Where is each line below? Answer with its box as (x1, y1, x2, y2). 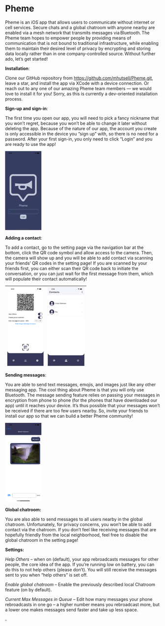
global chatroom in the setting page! (5, 537, 79, 543)
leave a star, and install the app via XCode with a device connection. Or (5, 80, 149, 86)
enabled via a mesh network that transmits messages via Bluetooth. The (5, 30, 150, 35)
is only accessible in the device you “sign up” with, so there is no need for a (5, 131, 158, 137)
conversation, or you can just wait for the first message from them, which (5, 271, 154, 277)
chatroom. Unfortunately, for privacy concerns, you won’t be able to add (5, 521, 151, 527)
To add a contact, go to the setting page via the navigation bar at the (5, 244, 144, 250)
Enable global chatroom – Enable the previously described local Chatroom (5, 581, 156, 587)
